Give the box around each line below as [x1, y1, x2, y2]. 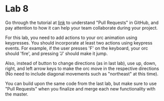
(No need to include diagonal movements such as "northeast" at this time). [5, 70, 159, 76]
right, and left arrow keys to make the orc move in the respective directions [5, 65, 160, 71]
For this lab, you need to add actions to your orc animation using [5, 34, 138, 40]
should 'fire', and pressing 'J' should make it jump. [5, 50, 108, 56]
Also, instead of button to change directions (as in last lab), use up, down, [5, 60, 157, 66]
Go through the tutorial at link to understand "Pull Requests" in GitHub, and [5, 19, 159, 25]
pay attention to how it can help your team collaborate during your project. [5, 24, 158, 30]
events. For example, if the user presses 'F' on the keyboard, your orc [5, 45, 149, 51]
